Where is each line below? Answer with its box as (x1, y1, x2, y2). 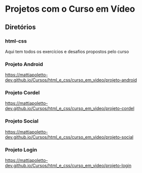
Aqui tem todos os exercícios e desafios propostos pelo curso (5, 48, 129, 54)
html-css (5, 38, 27, 44)
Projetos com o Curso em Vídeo (5, 3, 135, 15)
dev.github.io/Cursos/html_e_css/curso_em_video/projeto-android (5, 77, 137, 83)
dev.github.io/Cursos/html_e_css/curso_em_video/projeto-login (5, 163, 132, 169)
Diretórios (5, 23, 36, 31)
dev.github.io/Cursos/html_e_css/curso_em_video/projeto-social (5, 134, 134, 140)
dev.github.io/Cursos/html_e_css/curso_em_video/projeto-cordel (5, 106, 135, 111)
